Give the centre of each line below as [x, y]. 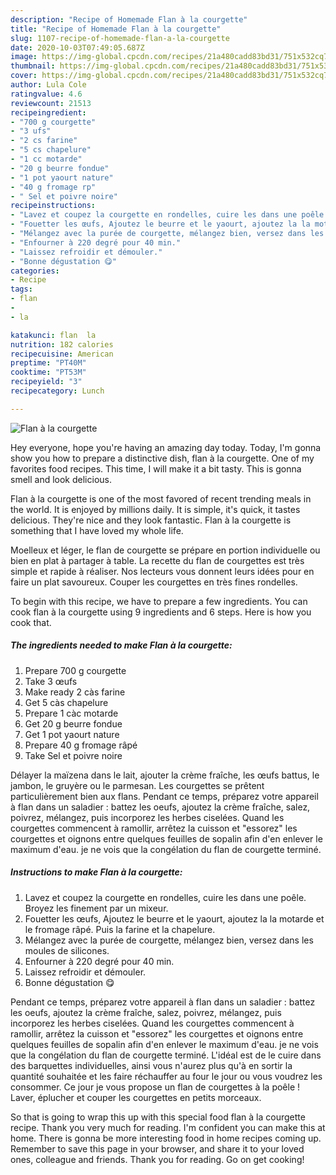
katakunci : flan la [53, 335]
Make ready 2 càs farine [75, 692]
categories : [35, 271]
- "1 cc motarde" [46, 159]
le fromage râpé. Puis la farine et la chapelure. [120, 929]
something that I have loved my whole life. [97, 530]
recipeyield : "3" [46, 382]
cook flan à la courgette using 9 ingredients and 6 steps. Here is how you [161, 612]
